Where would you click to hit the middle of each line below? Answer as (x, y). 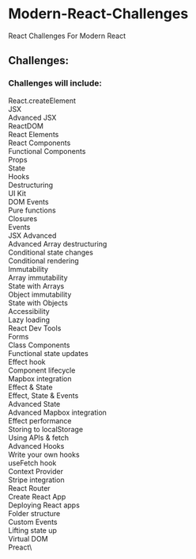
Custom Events (33, 522)
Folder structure (34, 513)
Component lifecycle (42, 370)
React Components (40, 143)
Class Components (39, 345)
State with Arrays (36, 285)
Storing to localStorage (46, 429)
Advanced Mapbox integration (57, 412)
